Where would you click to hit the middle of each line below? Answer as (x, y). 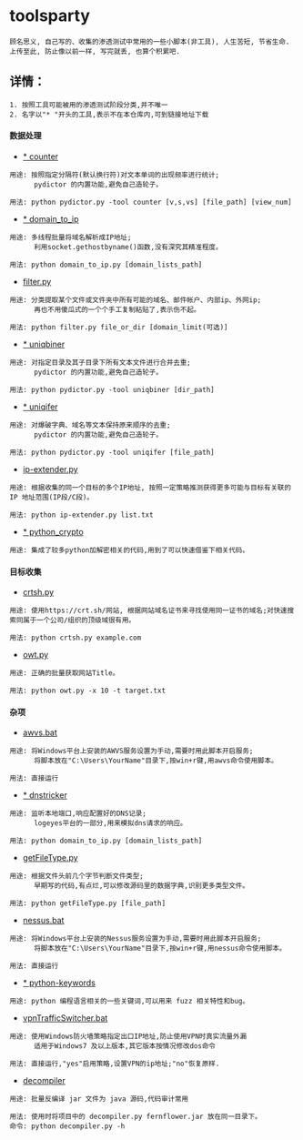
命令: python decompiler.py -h (67, 1126)
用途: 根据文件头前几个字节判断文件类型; (76, 876)
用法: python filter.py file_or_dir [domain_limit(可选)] (119, 327)
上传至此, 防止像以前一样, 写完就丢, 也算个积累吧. (95, 51)
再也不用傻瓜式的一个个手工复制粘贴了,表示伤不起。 (117, 309)
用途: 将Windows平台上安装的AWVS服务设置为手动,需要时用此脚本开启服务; (131, 752)
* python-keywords (59, 983)
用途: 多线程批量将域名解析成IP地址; (71, 237)
